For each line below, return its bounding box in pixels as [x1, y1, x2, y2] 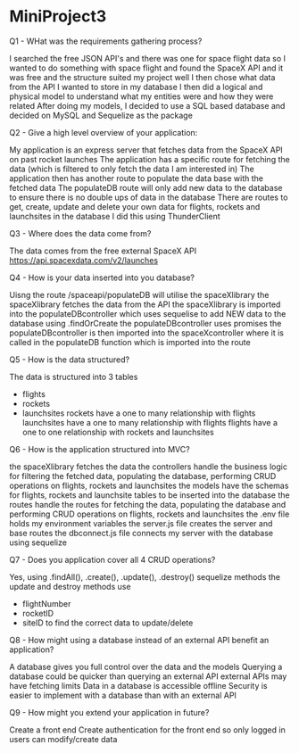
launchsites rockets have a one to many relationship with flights [21, 408, 256, 418]
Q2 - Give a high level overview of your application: [9, 127, 198, 137]
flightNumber [21, 598, 71, 608]
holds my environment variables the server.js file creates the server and [9, 517, 273, 528]
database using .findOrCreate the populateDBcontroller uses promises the [9, 318, 282, 328]
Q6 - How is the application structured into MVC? [9, 443, 190, 454]
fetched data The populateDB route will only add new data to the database [9, 182, 283, 193]
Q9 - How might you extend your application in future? [9, 707, 210, 717]
